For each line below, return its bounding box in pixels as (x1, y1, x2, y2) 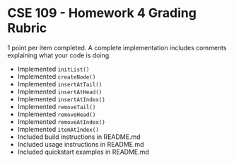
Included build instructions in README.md (17, 133, 141, 141)
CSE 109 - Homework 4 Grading (7, 5, 197, 21)
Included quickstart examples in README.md (17, 147, 150, 156)
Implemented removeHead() (17, 110, 96, 118)
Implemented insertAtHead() (17, 87, 103, 96)
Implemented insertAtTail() (17, 79, 103, 88)
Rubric (7, 20, 47, 36)
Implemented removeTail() (17, 102, 96, 111)
